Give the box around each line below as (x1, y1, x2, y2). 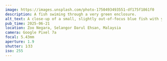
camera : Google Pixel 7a (5, 30, 57, 35)
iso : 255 (5, 48, 23, 53)
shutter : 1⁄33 (5, 44, 33, 49)
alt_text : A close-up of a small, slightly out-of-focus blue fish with (5, 16, 159, 21)
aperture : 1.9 (5, 39, 35, 44)
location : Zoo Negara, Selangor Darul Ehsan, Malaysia (5, 26, 121, 30)
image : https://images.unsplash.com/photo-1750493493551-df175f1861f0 (5, 7, 155, 12)
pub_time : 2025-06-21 (5, 21, 50, 26)
